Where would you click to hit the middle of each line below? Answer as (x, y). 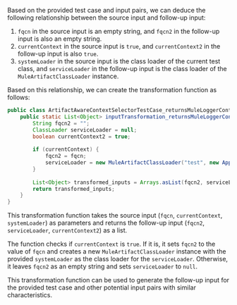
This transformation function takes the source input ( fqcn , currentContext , (115, 216)
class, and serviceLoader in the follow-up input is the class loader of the (122, 69)
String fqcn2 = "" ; (61, 123)
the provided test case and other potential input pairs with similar (102, 287)
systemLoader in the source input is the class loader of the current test (119, 61)
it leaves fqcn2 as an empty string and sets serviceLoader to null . (103, 266)
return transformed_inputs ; (74, 189)
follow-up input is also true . (58, 54)
